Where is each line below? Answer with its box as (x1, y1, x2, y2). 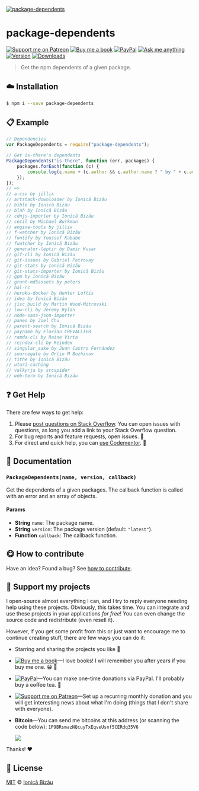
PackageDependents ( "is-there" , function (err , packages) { (6, 158, 155, 164)
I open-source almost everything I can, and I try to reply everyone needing (6, 598, 188, 605)
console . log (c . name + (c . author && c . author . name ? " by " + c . (27, 169, 190, 175)
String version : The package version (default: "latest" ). (14, 525, 153, 532)
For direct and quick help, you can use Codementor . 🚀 (14, 439, 147, 446)
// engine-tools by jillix (6, 224, 73, 230)
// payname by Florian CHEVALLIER (6, 329, 92, 335)
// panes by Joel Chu (6, 318, 60, 324)
